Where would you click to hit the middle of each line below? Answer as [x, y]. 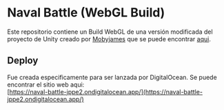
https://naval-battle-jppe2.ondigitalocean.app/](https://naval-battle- [106, 91]
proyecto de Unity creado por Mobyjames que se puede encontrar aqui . [109, 38]
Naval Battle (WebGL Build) [86, 13]
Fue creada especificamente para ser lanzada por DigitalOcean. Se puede [112, 77]
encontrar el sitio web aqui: [46, 85]
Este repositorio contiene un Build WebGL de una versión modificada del [110, 32]
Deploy [23, 61]
